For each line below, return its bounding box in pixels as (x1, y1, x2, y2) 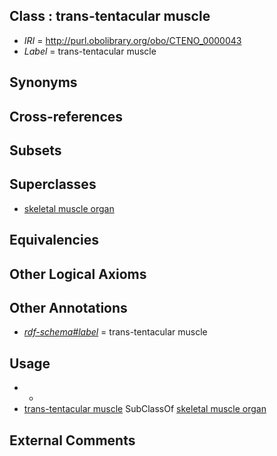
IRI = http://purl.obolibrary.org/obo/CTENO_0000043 (23, 34, 242, 46)
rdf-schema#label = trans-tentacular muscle (23, 326, 208, 338)
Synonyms (9, 74, 78, 91)
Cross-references (9, 108, 124, 125)
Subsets (9, 142, 62, 159)
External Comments (9, 432, 136, 449)
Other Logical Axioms (9, 265, 147, 283)
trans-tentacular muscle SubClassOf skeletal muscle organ (23, 403, 267, 415)
